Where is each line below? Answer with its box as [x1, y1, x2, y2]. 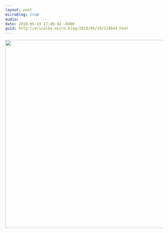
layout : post [5, 7, 32, 13]
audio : [5, 17, 19, 22]
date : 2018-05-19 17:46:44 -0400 [5, 21, 75, 27]
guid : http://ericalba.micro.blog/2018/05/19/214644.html [5, 26, 128, 31]
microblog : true [5, 12, 39, 17]
